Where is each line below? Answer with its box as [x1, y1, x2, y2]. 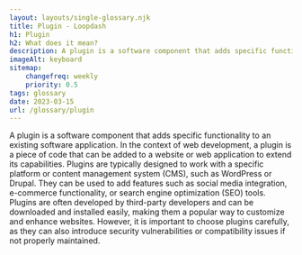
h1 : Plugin [9, 30, 50, 39]
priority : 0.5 [25, 80, 78, 89]
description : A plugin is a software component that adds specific [9, 47, 268, 56]
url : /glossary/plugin [9, 105, 94, 114]
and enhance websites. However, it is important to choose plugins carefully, [9, 216, 290, 227]
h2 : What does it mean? [9, 38, 99, 48]
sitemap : [9, 64, 42, 73]
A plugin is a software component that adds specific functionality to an [9, 130, 271, 141]
